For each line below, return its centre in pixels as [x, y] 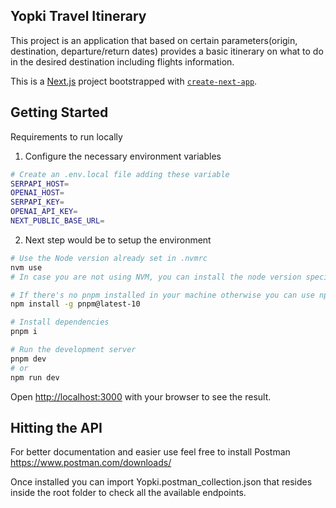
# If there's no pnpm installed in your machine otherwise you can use [162, 295]
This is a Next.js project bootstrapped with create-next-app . [134, 81]
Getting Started [59, 112]
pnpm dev [28, 359]
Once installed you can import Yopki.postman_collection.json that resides [161, 482]
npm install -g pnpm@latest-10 [75, 304]
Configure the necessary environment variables [123, 156]
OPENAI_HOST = [37, 193]
